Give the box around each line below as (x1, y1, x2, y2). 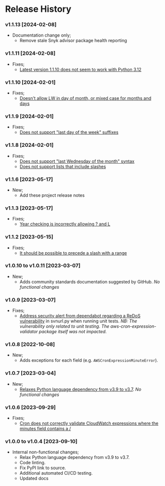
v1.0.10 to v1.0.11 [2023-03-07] (5, 262, 81, 269)
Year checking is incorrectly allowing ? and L (19, 221, 111, 227)
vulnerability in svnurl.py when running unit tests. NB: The (19, 318, 137, 324)
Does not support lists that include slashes (19, 163, 106, 169)
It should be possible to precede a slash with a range (19, 250, 127, 256)
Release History (5, 3, 71, 15)
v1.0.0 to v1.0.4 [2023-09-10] (5, 438, 78, 444)
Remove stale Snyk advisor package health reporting (19, 38, 127, 44)
